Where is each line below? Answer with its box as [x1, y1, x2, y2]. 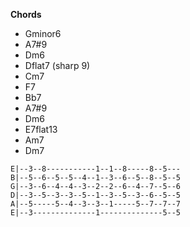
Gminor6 [24, 28, 62, 39]
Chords [10, 9, 42, 20]
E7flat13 [24, 124, 58, 135]
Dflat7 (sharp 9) [24, 60, 91, 71]
